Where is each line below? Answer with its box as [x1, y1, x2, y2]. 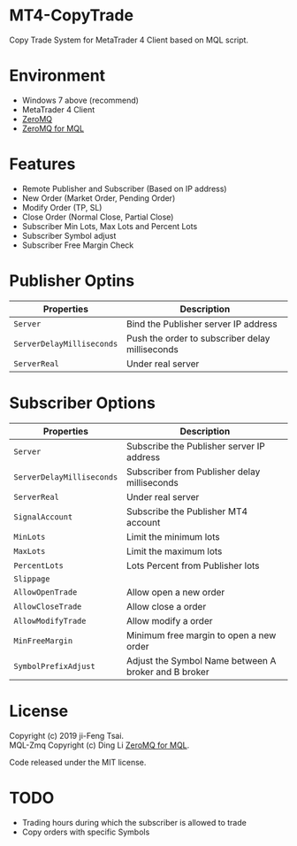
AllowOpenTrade [13, 587, 78, 597]
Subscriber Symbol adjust [21, 230, 117, 241]
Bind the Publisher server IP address [126, 318, 278, 330]
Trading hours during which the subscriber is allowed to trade [21, 817, 247, 827]
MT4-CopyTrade [9, 5, 134, 26]
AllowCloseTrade [13, 601, 82, 611]
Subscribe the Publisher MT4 [126, 505, 248, 518]
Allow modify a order [126, 614, 214, 627]
